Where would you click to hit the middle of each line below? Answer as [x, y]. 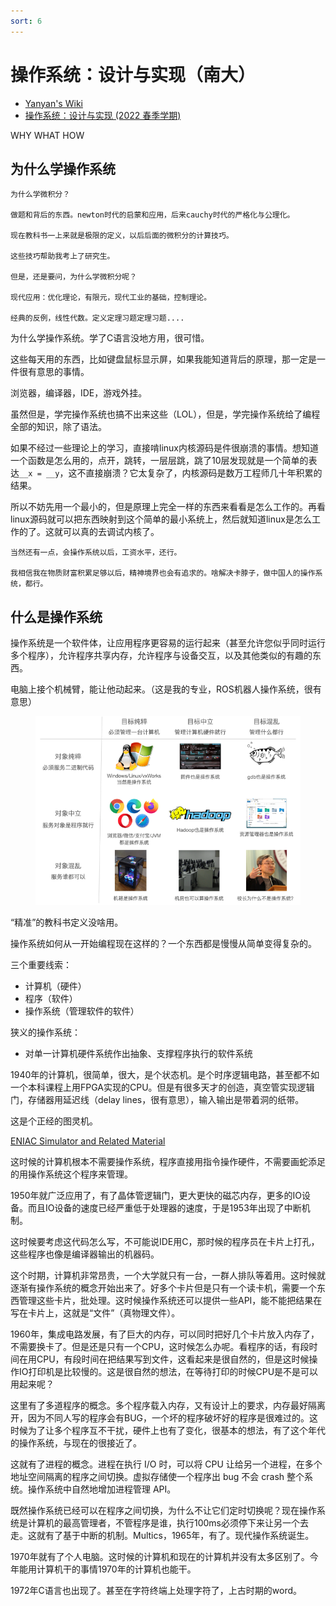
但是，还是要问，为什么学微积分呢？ [74, 277]
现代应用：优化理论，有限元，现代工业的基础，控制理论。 [111, 298]
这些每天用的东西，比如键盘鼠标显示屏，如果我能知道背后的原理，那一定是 [163, 359]
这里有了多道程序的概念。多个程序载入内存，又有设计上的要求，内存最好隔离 [168, 1405]
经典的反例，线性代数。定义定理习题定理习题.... [97, 318]
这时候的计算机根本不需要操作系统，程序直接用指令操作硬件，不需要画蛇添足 [168, 1161]
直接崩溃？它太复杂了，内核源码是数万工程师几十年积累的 [204, 473]
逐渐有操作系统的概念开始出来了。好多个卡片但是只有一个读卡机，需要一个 [163, 1287]
